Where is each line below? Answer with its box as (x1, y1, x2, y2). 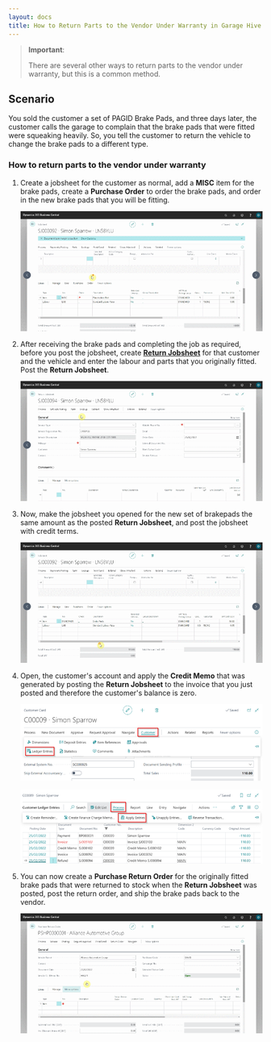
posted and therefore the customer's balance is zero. (19, 688, 198, 698)
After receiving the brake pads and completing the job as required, (19, 339, 242, 348)
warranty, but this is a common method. (27, 69, 161, 78)
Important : (27, 44, 65, 54)
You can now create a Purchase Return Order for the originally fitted (19, 871, 248, 881)
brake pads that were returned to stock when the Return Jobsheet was (19, 880, 258, 890)
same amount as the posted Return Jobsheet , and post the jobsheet (19, 518, 248, 527)
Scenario (8, 92, 55, 106)
